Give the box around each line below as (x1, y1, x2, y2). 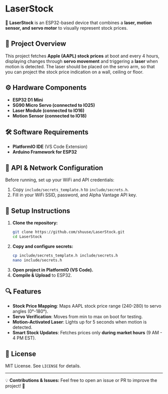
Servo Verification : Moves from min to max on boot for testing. (12, 314, 143, 320)
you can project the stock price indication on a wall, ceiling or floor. (5, 69, 143, 75)
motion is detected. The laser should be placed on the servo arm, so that (5, 63, 155, 69)
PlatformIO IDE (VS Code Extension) (12, 144, 88, 150)
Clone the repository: (12, 220, 58, 226)
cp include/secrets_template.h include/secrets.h (12, 253, 118, 258)
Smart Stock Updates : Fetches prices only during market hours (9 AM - (12, 330, 162, 336)
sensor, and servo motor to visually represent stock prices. (5, 25, 128, 31)
